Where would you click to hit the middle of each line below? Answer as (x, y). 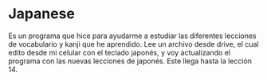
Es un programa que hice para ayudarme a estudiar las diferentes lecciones (132, 36)
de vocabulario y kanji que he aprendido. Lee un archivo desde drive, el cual (133, 44)
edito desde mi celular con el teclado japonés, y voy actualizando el (120, 52)
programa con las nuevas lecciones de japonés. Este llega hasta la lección (130, 61)
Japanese (42, 14)
